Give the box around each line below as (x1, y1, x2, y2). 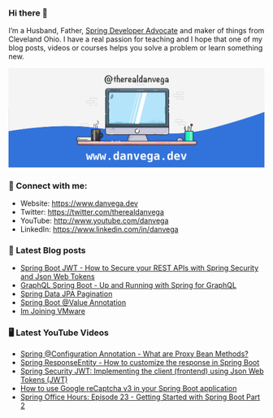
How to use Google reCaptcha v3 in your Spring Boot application (19, 383, 237, 393)
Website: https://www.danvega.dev (19, 198, 138, 208)
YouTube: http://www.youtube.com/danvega (19, 216, 169, 225)
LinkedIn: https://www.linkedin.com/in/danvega (19, 224, 179, 234)
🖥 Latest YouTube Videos (8, 327, 110, 338)
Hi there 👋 (8, 7, 49, 19)
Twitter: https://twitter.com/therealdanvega (19, 207, 165, 216)
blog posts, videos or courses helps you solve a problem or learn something (8, 43, 263, 53)
